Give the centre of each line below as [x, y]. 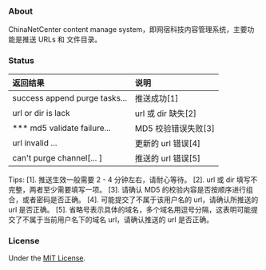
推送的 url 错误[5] [168, 158]
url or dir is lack [41, 113]
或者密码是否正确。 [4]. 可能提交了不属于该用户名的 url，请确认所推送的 [140, 199]
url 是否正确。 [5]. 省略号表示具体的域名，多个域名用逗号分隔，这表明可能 [130, 209]
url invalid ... [35, 143]
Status [21, 61]
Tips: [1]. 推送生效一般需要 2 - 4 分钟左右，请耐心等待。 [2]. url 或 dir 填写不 [133, 179]
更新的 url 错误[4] [168, 143]
